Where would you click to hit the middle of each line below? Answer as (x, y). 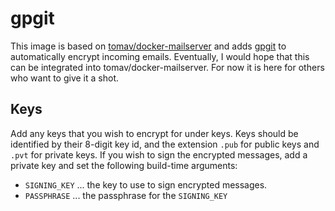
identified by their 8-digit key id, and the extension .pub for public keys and (165, 144)
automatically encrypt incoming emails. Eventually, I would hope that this (160, 56)
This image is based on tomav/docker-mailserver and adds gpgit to (148, 46)
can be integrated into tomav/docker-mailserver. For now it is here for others (167, 67)
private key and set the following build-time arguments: (124, 165)
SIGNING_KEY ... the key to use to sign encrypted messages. (146, 184)
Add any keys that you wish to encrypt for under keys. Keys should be (154, 133)
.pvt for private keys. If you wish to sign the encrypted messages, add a (159, 154)
